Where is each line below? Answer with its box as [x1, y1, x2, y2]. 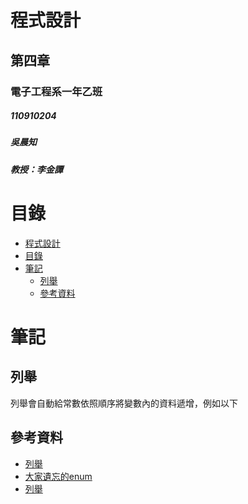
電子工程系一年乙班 [10, 84, 103, 98]
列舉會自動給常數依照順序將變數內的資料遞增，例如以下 [10, 397, 238, 409]
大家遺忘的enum [24, 470, 93, 482]
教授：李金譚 [10, 163, 63, 175]
